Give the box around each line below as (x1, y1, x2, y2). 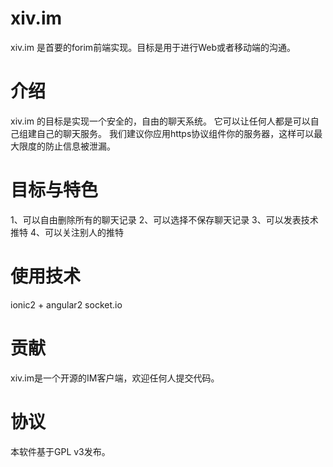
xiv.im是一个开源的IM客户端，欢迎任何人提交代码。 (10, 372, 220, 384)
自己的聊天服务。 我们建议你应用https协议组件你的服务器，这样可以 (36, 127, 315, 139)
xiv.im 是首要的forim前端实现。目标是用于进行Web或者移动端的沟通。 (10, 41, 296, 53)
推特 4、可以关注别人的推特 (10, 226, 124, 238)
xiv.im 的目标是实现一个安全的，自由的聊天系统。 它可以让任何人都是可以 (10, 115, 311, 127)
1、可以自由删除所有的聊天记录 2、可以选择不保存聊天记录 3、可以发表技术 (10, 213, 319, 226)
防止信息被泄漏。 (44, 140, 116, 152)
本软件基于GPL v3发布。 (10, 445, 111, 457)
